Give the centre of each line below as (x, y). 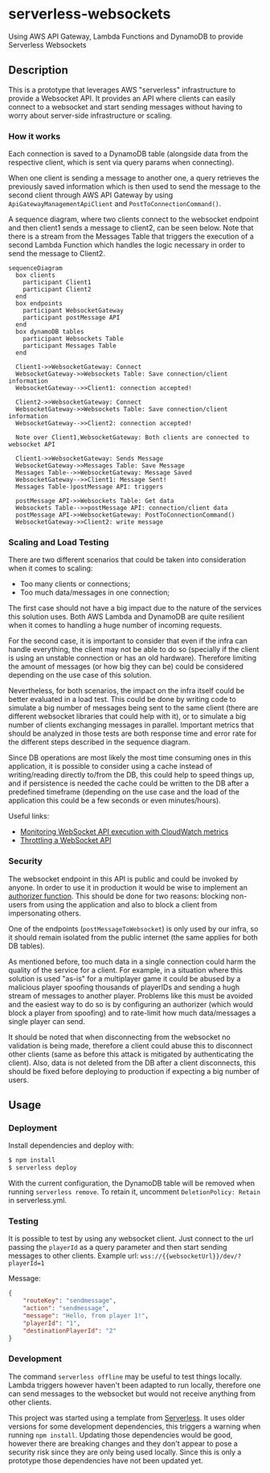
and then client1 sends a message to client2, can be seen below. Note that (131, 228)
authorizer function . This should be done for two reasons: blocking (119, 896)
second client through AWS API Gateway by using (91, 195)
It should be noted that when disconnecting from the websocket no (119, 1037)
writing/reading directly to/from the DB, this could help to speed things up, (131, 775)
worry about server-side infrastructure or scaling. (90, 115)
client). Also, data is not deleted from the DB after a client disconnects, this (132, 1062)
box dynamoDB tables (50, 332)
